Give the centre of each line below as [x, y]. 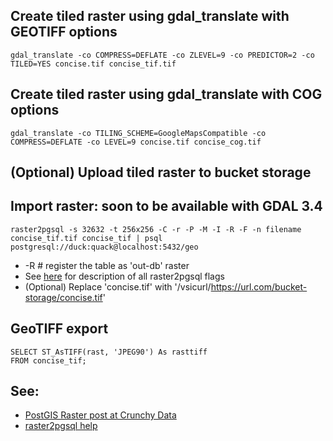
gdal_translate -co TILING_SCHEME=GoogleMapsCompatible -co [138, 133]
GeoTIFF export [59, 329]
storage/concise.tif [63, 297]
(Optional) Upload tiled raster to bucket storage [161, 172]
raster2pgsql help [61, 426]
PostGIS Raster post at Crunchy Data [100, 415]
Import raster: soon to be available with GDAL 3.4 [166, 206]
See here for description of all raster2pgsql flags [124, 276]
